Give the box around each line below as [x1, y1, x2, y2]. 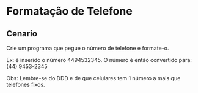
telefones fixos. [6, 81, 45, 88]
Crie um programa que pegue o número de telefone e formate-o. [6, 44, 169, 52]
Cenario [6, 29, 38, 39]
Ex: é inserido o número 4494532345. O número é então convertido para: [6, 57, 193, 63]
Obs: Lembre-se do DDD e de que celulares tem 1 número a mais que [6, 75, 181, 81]
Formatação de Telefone [6, 4, 133, 18]
